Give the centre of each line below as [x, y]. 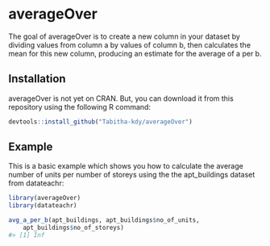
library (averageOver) [45, 198]
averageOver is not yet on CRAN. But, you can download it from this [121, 98]
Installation [37, 79]
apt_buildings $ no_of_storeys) [74, 228]
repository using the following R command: [80, 106]
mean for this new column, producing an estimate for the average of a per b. [135, 53]
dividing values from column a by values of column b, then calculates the [130, 44]
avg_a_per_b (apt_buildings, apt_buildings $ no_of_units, [104, 220]
